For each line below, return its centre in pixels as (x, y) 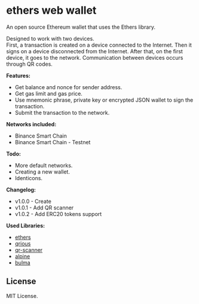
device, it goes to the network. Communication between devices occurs (95, 57)
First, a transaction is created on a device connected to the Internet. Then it (99, 45)
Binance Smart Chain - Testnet (53, 142)
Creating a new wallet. (42, 172)
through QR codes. (29, 64)
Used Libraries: (26, 226)
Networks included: (31, 124)
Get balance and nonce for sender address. (68, 87)
